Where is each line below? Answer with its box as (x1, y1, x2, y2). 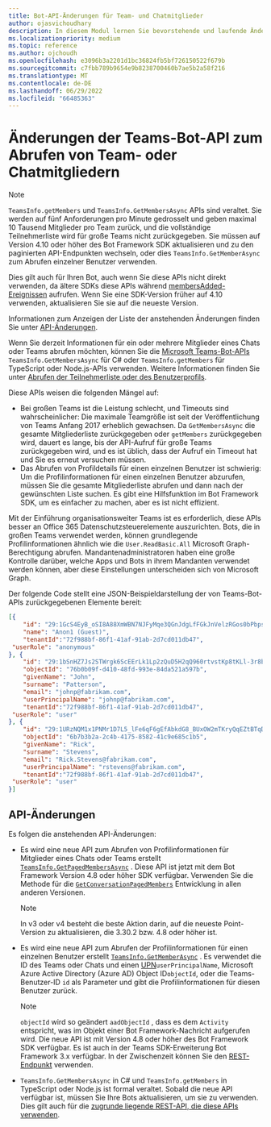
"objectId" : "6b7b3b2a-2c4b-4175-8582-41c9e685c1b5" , (23, 733, 207, 742)
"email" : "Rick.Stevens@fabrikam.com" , (23, 755, 157, 763)
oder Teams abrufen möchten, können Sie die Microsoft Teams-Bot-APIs (8, 347, 250, 356)
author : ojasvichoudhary (8, 19, 92, 27)
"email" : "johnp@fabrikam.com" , (23, 688, 131, 696)
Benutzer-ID (19, 977, 60, 987)
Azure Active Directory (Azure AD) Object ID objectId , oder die (19, 969, 228, 978)
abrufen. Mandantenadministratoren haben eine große (55, 547, 236, 557)
